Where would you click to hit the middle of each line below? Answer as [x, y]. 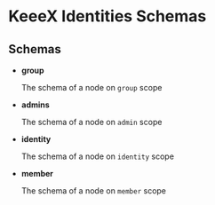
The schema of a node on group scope [92, 87]
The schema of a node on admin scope [92, 122]
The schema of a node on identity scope [98, 156]
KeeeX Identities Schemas [107, 16]
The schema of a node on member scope [93, 191]
